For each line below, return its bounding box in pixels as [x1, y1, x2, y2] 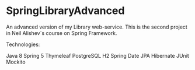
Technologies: [6, 41, 40, 48]
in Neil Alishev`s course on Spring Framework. [6, 29, 117, 36]
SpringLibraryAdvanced [6, 4, 125, 17]
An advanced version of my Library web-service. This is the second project [6, 23, 188, 30]
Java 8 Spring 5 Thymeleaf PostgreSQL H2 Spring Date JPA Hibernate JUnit [6, 52, 190, 59]
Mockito [6, 58, 26, 65]
